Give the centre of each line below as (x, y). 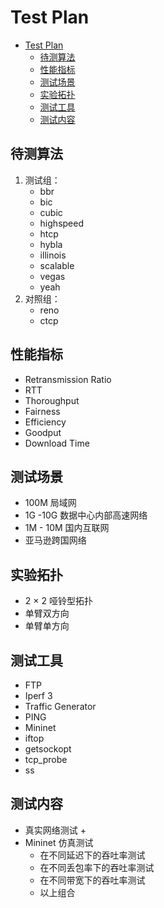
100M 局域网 (50, 503)
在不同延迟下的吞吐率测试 (92, 855)
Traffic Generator (60, 706)
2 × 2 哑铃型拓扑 (58, 601)
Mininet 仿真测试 (59, 842)
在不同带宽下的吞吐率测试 (92, 880)
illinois (53, 255)
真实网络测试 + (55, 830)
